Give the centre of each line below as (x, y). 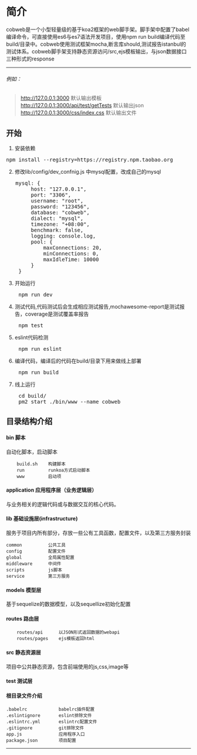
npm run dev (35, 294)
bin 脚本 (16, 437)
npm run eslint (40, 349)
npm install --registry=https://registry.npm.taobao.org (90, 160)
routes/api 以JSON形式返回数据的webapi (68, 632)
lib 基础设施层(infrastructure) (42, 519)
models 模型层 (24, 590)
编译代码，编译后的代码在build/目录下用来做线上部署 (78, 361)
